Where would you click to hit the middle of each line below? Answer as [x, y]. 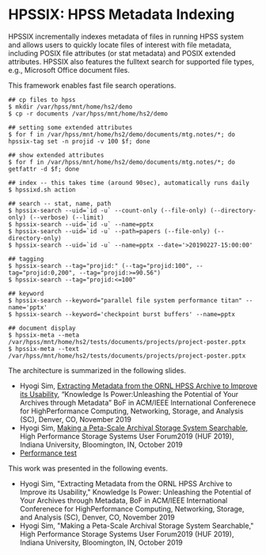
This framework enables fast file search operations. [92, 85]
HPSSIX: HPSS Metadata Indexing [122, 15]
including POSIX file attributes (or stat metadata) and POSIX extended [122, 53]
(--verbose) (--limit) [66, 217]
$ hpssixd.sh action [42, 190]
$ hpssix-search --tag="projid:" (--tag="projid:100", [101, 266]
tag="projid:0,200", [42, 273]
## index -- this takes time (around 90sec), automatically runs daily [129, 183]
